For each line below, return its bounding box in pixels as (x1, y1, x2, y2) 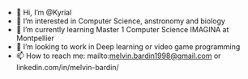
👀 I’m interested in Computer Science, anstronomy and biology (15, 16, 225, 26)
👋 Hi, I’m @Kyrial (15, 8, 72, 17)
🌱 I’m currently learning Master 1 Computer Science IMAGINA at (15, 25, 229, 34)
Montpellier (15, 33, 55, 43)
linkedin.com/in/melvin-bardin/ (15, 63, 119, 72)
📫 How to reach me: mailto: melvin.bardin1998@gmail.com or (15, 51, 221, 60)
